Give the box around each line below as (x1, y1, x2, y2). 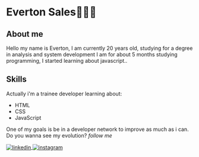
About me (6, 29, 43, 39)
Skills (6, 74, 27, 85)
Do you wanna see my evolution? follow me (6, 132, 112, 139)
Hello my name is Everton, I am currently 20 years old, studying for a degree (6, 44, 193, 52)
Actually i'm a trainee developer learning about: (6, 90, 122, 97)
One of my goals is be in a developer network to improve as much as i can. (6, 126, 189, 133)
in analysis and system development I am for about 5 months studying (6, 51, 178, 58)
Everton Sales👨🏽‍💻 (6, 5, 97, 19)
